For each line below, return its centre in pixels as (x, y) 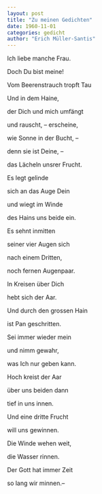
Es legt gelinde (28, 178)
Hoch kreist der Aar (34, 377)
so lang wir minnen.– (36, 483)
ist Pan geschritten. (34, 324)
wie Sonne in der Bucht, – (43, 138)
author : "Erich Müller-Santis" (51, 39)
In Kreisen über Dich (36, 284)
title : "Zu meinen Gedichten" (50, 20)
